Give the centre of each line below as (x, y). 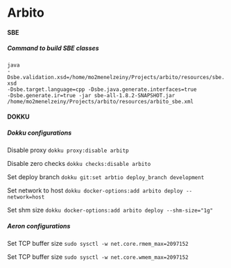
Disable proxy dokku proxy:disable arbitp (68, 150)
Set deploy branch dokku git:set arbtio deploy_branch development (106, 177)
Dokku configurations (40, 133)
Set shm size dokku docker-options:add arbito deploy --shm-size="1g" (110, 210)
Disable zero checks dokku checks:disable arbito (79, 164)
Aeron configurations (39, 226)
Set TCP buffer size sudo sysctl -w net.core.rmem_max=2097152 (98, 244)
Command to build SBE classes (53, 48)
